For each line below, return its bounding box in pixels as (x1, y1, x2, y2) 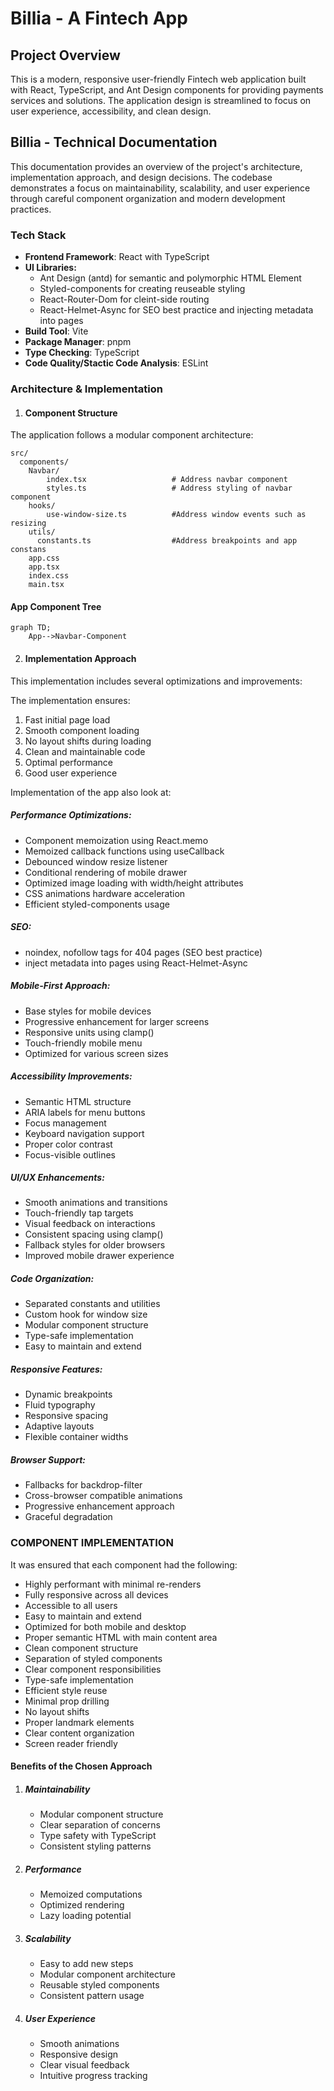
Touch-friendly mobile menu (24, 1037, 143, 1049)
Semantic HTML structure (24, 1095, 132, 1107)
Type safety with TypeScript (39, 1830, 157, 1842)
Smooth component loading (24, 724, 140, 736)
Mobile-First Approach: (10, 980, 111, 992)
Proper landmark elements (24, 1716, 135, 1728)
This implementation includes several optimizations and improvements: (10, 675, 303, 687)
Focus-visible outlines (24, 1148, 116, 1161)
